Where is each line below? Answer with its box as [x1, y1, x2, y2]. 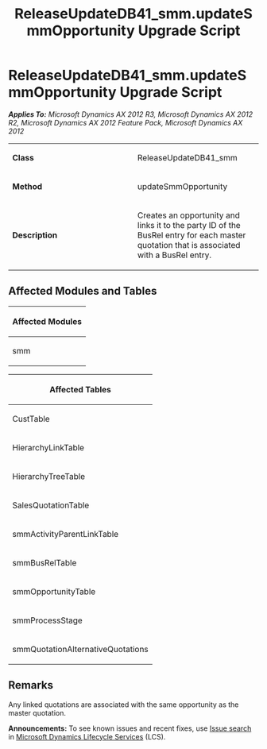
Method [12, 180, 43, 191]
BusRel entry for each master [137, 230, 246, 241]
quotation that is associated [137, 239, 241, 250]
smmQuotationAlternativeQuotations [12, 643, 149, 654]
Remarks [8, 678, 54, 692]
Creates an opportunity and [137, 210, 240, 221]
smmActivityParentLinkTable [12, 528, 119, 539]
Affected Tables [48, 384, 111, 395]
